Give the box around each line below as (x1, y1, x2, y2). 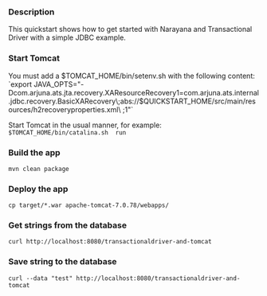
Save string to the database (8, 256, 117, 267)
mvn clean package (8, 165, 69, 173)
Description (8, 6, 55, 18)
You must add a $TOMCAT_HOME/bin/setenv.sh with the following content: (8, 71, 255, 80)
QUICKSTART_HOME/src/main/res (143, 96, 257, 106)
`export (8, 79, 33, 89)
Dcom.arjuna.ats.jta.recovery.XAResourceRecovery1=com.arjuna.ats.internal (8, 88, 259, 97)
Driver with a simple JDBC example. (8, 33, 126, 42)
